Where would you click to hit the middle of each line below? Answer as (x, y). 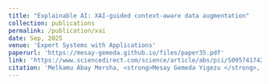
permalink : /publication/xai (57, 30)
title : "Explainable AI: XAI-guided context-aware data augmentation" (129, 16)
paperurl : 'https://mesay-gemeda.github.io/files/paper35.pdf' (117, 53)
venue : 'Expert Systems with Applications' (82, 46)
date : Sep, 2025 (35, 38)
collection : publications (51, 23)
